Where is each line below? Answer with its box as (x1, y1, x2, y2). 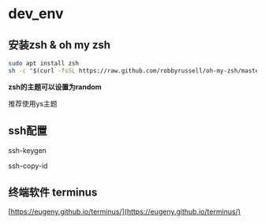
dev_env (8, 5, 65, 23)
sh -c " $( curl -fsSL (8, 66, 77, 75)
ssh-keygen (8, 145, 47, 155)
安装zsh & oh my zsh (8, 38, 111, 51)
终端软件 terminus (8, 185, 98, 199)
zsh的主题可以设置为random (8, 82, 103, 91)
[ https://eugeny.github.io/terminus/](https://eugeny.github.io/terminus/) (8, 207, 241, 217)
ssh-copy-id (8, 161, 48, 170)
